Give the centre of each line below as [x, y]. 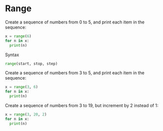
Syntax [12, 55]
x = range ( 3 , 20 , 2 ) [26, 115]
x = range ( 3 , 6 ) [21, 87]
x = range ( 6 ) [18, 36]
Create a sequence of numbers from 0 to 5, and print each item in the [75, 22]
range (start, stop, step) [31, 64]
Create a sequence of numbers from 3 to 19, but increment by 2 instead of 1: [82, 106]
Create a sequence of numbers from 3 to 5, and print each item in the [75, 73]
